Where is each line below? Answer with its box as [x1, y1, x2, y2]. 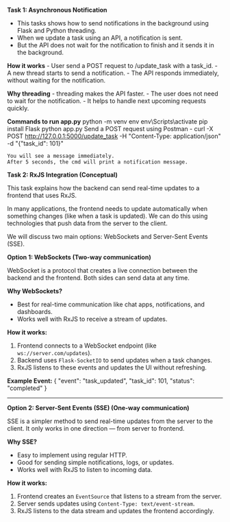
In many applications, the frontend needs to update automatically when [7, 205, 207, 212]
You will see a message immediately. [7, 152, 115, 159]
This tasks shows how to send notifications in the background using [16, 19, 209, 27]
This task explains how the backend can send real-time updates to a [7, 184, 200, 192]
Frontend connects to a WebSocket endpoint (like [16, 341, 157, 350]
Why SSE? [7, 438, 38, 446]
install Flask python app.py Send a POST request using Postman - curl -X [7, 125, 214, 133]
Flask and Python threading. [16, 27, 97, 34]
